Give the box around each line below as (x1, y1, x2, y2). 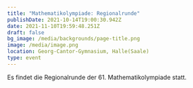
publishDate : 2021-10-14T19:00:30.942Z (7, 16, 122, 23)
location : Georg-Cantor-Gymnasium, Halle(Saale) (7, 48, 150, 55)
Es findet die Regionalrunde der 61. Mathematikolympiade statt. (7, 73, 187, 81)
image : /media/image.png (7, 42, 79, 48)
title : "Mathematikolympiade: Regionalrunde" (7, 10, 140, 17)
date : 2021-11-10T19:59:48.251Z (7, 23, 100, 29)
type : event (7, 55, 41, 61)
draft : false (7, 29, 45, 36)
